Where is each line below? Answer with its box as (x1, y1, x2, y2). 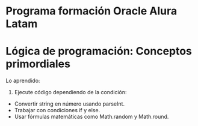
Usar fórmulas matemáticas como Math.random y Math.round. (14, 113, 169, 121)
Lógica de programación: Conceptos (5, 44, 192, 58)
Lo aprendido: (5, 77, 40, 85)
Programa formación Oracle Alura (5, 4, 178, 18)
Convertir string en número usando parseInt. (14, 100, 125, 107)
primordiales (5, 57, 70, 71)
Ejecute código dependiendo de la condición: (14, 89, 127, 96)
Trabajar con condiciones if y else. (14, 107, 101, 114)
